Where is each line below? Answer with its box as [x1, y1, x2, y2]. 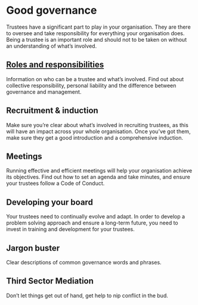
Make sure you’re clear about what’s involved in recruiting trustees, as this [6, 121, 189, 128]
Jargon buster [6, 243, 60, 253]
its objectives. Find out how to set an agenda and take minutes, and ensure [6, 174, 191, 181]
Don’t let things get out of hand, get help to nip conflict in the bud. [6, 292, 168, 299]
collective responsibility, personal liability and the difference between [6, 82, 177, 89]
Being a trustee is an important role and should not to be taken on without [6, 36, 187, 43]
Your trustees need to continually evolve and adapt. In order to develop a [6, 213, 185, 220]
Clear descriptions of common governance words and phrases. [6, 259, 162, 266]
